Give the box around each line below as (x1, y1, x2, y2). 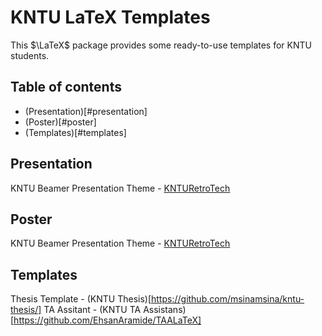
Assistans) (143, 304, 187, 316)
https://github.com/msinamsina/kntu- (151, 293, 305, 305)
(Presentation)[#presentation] (24, 105, 148, 117)
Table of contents (10, 79, 122, 96)
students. (10, 49, 50, 61)
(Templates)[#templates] (24, 126, 127, 138)
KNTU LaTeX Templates (10, 6, 211, 29)
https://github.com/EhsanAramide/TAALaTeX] (13, 314, 202, 326)
